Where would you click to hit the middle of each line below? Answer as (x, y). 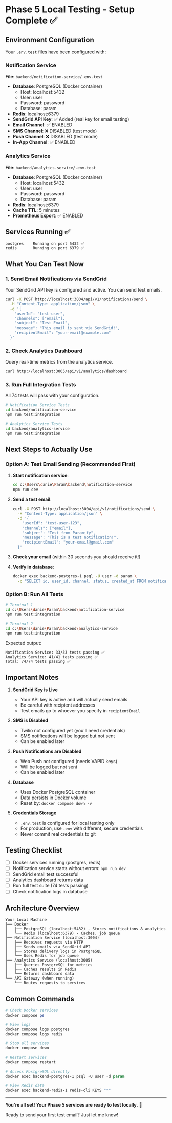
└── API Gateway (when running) (40, 979)
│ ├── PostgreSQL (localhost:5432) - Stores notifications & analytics (86, 929)
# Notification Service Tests (38, 405)
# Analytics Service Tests (34, 424)
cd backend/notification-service (41, 410)
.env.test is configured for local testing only (67, 823)
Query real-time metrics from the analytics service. (59, 362)
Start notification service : (41, 475)
